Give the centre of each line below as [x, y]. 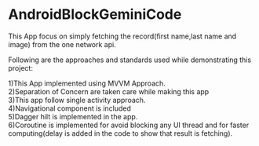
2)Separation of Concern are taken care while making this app [109, 91]
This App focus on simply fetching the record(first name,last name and [122, 36]
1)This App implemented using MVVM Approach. [87, 83]
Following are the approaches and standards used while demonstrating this [130, 60]
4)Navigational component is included [70, 108]
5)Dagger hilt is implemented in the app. [73, 116]
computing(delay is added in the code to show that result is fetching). [120, 133]
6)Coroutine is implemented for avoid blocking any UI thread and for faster [129, 125]
